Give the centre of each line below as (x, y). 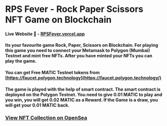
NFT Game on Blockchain (59, 20)
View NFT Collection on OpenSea (46, 118)
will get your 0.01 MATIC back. (37, 105)
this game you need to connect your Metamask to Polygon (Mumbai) (78, 50)
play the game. (21, 61)
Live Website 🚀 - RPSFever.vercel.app (45, 34)
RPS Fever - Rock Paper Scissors (74, 9)
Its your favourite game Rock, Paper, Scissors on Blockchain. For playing (82, 45)
